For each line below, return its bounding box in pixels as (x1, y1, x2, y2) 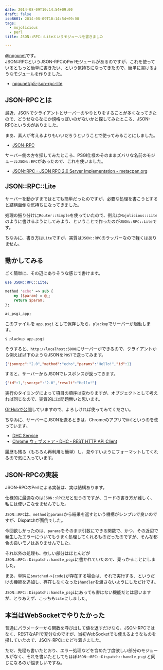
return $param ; (14, 298, 45, 303)
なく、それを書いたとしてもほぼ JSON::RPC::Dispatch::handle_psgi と (13, 653, 151, 659)
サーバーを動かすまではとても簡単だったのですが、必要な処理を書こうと (5, 196, 150, 201)
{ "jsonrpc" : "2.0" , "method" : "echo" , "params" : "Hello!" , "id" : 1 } (5, 361, 132, 366)
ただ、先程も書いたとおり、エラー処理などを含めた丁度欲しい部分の (5, 647, 142, 653)
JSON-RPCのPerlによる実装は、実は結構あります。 (5, 485, 107, 491)
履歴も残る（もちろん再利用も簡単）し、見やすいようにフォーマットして (5, 449, 150, 455)
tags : (5, 20, 16, 26)
